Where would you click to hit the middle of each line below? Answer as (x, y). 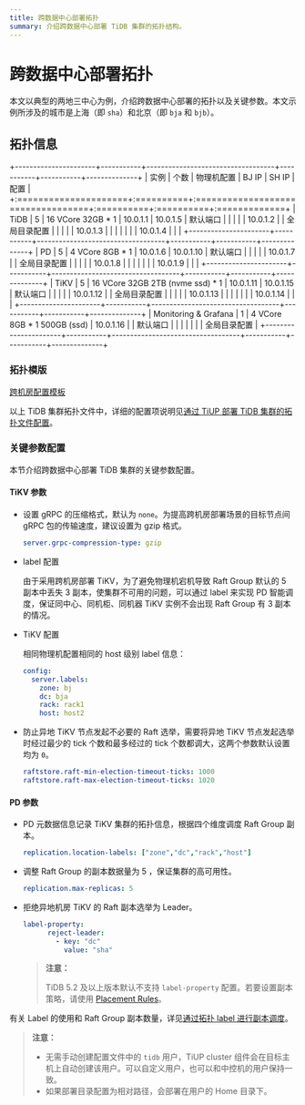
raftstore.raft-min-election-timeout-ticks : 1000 (119, 772)
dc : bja (54, 696)
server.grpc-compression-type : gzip (92, 543)
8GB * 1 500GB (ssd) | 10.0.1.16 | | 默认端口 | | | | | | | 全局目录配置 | (134, 325)
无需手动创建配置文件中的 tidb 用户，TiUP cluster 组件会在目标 (163, 1057)
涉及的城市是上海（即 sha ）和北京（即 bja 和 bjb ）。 (122, 113)
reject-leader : (76, 933)
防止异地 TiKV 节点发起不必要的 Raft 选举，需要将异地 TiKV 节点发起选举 (158, 732)
